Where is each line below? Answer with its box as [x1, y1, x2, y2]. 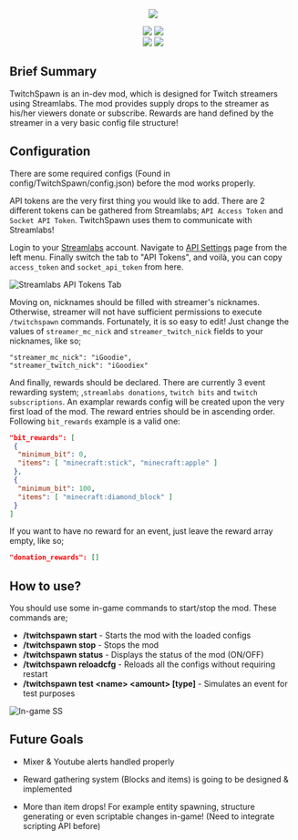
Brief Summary [9, 64, 98, 79]
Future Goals [9, 732, 84, 747]
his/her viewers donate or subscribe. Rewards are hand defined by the [9, 108, 274, 118]
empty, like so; [9, 536, 65, 547]
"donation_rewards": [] [9, 553, 100, 562]
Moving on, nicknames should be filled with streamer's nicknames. [9, 296, 260, 307]
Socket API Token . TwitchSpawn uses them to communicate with [9, 214, 252, 225]
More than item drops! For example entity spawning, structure [22, 801, 255, 812]
